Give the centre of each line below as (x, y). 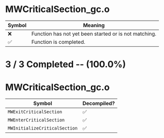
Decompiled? (99, 103)
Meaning (94, 25)
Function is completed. (58, 42)
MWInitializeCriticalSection (43, 128)
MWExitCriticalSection (35, 112)
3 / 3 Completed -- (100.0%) (66, 64)
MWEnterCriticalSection (36, 120)
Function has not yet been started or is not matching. (94, 34)
